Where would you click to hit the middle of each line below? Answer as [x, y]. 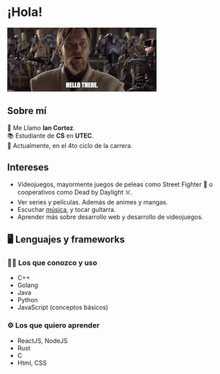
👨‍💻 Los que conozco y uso [52, 263]
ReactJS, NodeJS [42, 341]
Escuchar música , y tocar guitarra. [66, 209]
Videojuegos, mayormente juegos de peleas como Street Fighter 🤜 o [115, 184]
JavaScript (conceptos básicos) [63, 307]
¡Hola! [25, 12]
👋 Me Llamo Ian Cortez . [41, 128]
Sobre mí [27, 111]
